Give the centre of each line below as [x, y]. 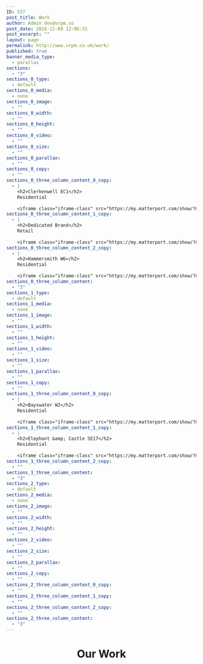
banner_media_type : [31, 57]
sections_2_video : [29, 540]
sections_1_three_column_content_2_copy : [59, 461]
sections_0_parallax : [34, 158]
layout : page [23, 40]
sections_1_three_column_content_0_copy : [59, 394]
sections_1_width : [29, 326]
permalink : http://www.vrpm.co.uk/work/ [58, 46]
